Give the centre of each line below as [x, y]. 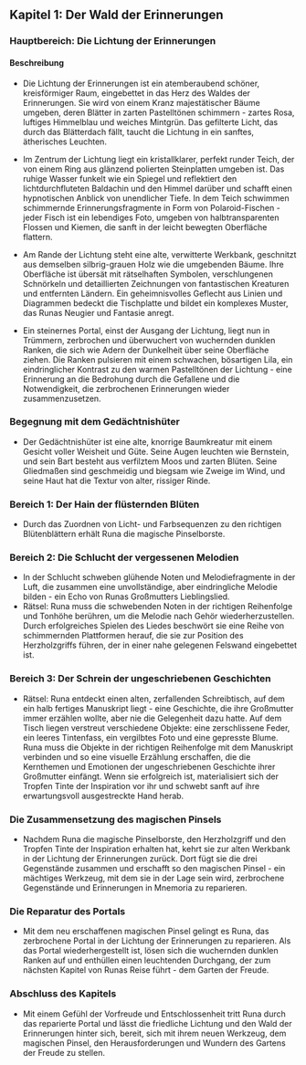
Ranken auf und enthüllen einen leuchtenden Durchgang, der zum [147, 960]
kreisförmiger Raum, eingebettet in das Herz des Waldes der [137, 93]
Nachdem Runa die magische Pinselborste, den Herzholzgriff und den [154, 839]
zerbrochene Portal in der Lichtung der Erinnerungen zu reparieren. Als [157, 941]
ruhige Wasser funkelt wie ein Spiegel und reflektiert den [130, 178]
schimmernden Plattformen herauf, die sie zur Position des [133, 636]
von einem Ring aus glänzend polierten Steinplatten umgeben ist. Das [153, 169]
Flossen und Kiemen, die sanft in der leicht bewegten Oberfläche [145, 227]
